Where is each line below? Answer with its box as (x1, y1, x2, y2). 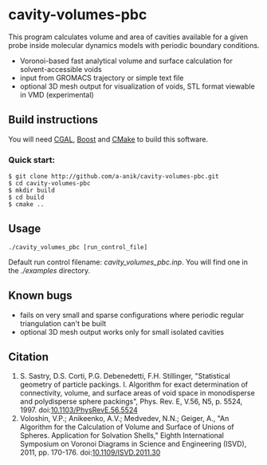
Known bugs (8, 289, 73, 303)
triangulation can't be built (19, 318, 107, 328)
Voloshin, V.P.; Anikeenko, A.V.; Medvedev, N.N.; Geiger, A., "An (19, 414, 230, 423)
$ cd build (8, 193, 45, 201)
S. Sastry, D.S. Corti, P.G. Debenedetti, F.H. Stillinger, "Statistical (19, 372, 231, 381)
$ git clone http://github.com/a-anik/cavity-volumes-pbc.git (8, 173, 219, 181)
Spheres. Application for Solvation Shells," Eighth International (19, 431, 225, 440)
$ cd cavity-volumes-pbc (8, 180, 91, 188)
